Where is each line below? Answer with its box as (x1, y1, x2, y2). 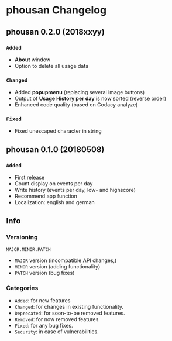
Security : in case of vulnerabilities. (14, 328, 99, 335)
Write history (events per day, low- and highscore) (14, 187, 136, 194)
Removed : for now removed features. (14, 316, 101, 323)
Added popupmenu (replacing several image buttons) (14, 89, 145, 96)
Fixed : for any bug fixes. (14, 322, 73, 329)
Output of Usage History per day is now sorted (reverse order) (14, 95, 167, 102)
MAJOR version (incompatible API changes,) (14, 257, 117, 264)
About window (14, 56, 51, 63)
